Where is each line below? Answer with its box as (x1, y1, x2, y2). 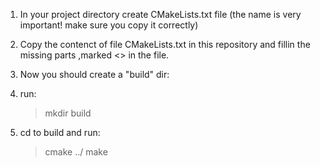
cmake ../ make (44, 146, 108, 158)
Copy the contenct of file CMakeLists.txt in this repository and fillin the (19, 39, 311, 50)
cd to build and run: (19, 127, 101, 138)
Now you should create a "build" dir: (19, 69, 170, 80)
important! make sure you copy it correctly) (19, 19, 199, 31)
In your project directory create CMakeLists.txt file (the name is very (19, 9, 302, 20)
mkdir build (44, 107, 92, 119)
